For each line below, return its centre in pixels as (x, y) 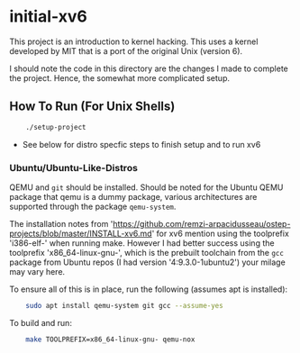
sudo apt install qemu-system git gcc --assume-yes (124, 305)
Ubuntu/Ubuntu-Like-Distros (73, 167)
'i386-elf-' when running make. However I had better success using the (142, 243)
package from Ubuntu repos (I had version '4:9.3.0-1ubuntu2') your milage (147, 262)
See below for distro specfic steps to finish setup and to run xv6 (141, 144)
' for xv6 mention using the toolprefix (221, 233)
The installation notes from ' (61, 223)
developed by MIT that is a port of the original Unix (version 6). (126, 50)
